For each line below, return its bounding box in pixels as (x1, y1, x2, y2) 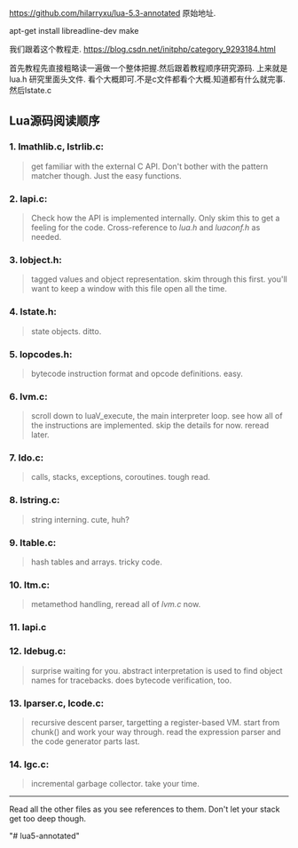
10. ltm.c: (9, 579, 51, 591)
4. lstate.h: (9, 306, 58, 318)
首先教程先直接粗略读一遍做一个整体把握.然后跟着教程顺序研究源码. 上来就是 (9, 63, 288, 73)
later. (30, 429, 51, 440)
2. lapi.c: (9, 192, 48, 204)
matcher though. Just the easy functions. (30, 170, 182, 180)
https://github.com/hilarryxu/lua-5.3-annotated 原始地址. (9, 8, 216, 18)
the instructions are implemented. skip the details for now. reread (30, 420, 269, 431)
